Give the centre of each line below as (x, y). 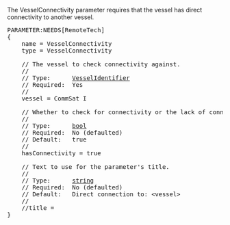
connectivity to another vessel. (51, 17)
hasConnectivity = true (61, 153)
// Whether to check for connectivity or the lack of (114, 112)
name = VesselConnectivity (67, 44)
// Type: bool (54, 126)
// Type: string (58, 181)
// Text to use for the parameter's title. (95, 167)
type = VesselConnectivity (67, 51)
